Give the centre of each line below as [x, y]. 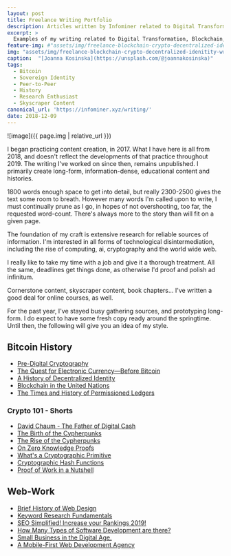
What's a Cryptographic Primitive [64, 455]
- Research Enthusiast [46, 97]
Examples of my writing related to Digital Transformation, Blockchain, [120, 39]
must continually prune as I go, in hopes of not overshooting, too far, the [109, 206]
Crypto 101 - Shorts [40, 411]
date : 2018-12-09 [32, 116]
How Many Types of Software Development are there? [94, 530]
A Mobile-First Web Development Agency [76, 544]
